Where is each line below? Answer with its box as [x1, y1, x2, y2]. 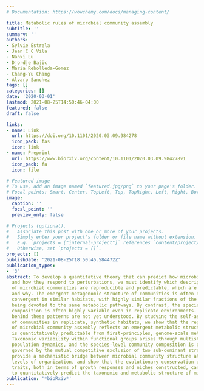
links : [6, 121, 23, 128]
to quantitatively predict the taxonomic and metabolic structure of [12, 370, 191, 376]
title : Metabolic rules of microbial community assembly [6, 19, 154, 26]
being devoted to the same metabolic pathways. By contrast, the [12, 302, 181, 308]
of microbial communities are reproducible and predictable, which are [12, 285, 197, 291]
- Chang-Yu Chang [6, 71, 50, 77]
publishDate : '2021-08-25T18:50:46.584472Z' [6, 256, 121, 262]
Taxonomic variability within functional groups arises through [12, 336, 178, 342]
